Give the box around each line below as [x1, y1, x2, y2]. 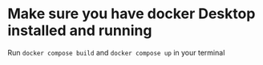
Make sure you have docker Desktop [7, 5, 256, 23]
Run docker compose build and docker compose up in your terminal [7, 48, 225, 57]
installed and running [7, 21, 152, 40]
